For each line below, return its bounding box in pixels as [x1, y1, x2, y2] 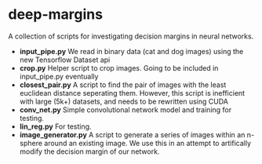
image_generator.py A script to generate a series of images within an [19, 129, 246, 139]
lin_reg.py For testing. [19, 122, 92, 131]
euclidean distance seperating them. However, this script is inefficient [19, 88, 246, 97]
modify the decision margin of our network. [19, 147, 160, 156]
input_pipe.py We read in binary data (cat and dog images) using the [19, 46, 244, 56]
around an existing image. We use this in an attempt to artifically [44, 138, 252, 148]
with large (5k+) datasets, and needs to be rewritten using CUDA [19, 97, 229, 106]
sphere [19, 138, 43, 148]
